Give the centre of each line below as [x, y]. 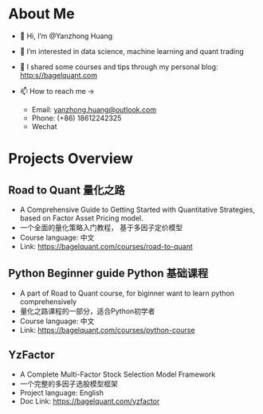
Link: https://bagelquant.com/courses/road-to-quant [106, 246]
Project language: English [61, 393]
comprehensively [48, 301]
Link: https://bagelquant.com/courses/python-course [107, 330]
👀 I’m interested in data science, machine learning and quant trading [132, 51]
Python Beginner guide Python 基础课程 [108, 273]
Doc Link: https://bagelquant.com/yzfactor [90, 401]
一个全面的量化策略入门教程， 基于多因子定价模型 [101, 227]
